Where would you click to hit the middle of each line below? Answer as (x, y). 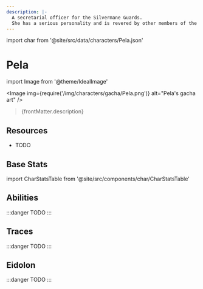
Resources (27, 131)
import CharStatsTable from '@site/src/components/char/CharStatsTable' (98, 179)
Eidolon (21, 265)
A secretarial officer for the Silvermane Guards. (77, 18)
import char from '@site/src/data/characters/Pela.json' (75, 41)
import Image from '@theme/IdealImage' (57, 82)
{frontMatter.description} (52, 111)
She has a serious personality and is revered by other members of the (105, 23)
